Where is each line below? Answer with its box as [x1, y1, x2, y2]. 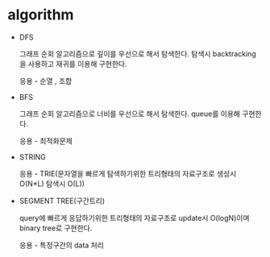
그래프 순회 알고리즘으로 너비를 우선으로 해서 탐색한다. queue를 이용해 [19, 109, 241, 118]
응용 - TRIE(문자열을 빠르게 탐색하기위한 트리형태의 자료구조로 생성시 [19, 168, 237, 178]
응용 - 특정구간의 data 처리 [19, 240, 104, 250]
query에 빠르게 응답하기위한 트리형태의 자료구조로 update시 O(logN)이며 [19, 213, 250, 222]
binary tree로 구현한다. [19, 223, 93, 233]
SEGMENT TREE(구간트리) [19, 196, 106, 205]
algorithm [7, 6, 74, 24]
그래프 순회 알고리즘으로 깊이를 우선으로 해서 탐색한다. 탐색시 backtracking [19, 48, 256, 58]
